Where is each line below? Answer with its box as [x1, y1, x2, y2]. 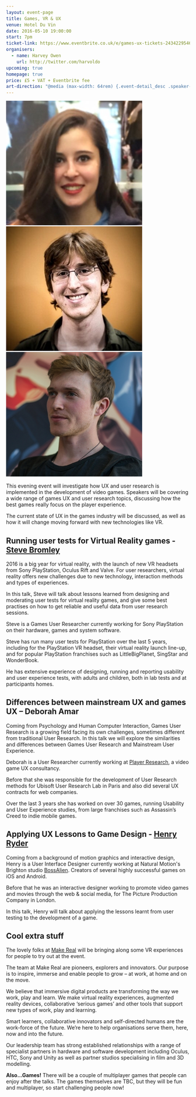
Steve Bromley [6, 545, 60, 555]
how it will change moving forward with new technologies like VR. [6, 519, 164, 526]
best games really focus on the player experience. [6, 501, 127, 508]
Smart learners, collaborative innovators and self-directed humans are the [6, 1018, 184, 1025]
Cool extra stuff [6, 931, 64, 941]
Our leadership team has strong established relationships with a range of [6, 1042, 181, 1049]
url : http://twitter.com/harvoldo [16, 59, 100, 64]
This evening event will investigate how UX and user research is [6, 482, 159, 489]
